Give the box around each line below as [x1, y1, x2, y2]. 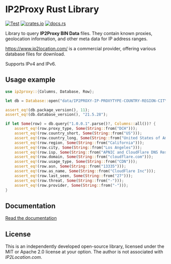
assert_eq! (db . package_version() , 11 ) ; [5, 107, 90, 112]
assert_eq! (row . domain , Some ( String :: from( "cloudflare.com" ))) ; [14, 154, 154, 160]
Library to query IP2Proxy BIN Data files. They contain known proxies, [5, 30, 153, 36]
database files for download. [5, 51, 65, 57]
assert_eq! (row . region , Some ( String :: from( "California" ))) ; [14, 140, 145, 145]
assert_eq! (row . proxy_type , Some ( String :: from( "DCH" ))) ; [14, 126, 138, 131]
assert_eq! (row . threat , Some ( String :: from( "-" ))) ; [14, 178, 124, 183]
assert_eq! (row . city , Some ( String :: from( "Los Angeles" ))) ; [14, 145, 142, 150]
